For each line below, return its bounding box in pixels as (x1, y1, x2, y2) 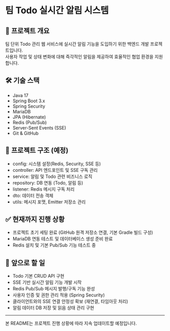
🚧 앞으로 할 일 (5, 258, 46, 267)
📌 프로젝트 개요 (5, 26, 50, 35)
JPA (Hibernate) (12, 114, 47, 120)
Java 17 (12, 92, 29, 98)
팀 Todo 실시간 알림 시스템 (5, 5, 109, 16)
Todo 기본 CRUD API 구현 (12, 273, 65, 279)
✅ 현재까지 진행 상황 (5, 215, 65, 224)
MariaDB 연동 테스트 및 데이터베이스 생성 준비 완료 (12, 236, 113, 242)
